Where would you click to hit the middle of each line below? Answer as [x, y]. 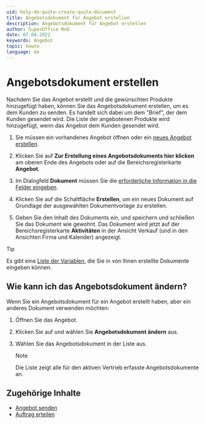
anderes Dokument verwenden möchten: [58, 308]
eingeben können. [29, 267]
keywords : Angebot [30, 40]
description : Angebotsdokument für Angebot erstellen [76, 23]
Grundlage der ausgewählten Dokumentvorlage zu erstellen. [91, 206]
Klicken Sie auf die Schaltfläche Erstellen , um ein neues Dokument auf [104, 199]
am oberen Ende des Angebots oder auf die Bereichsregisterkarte [98, 162]
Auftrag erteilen [35, 414]
